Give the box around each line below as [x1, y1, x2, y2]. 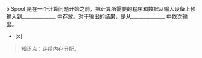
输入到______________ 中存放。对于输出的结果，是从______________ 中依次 [6, 13, 183, 20]
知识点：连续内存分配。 [21, 45, 80, 52]
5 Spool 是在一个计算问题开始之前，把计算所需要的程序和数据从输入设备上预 [6, 5, 196, 12]
